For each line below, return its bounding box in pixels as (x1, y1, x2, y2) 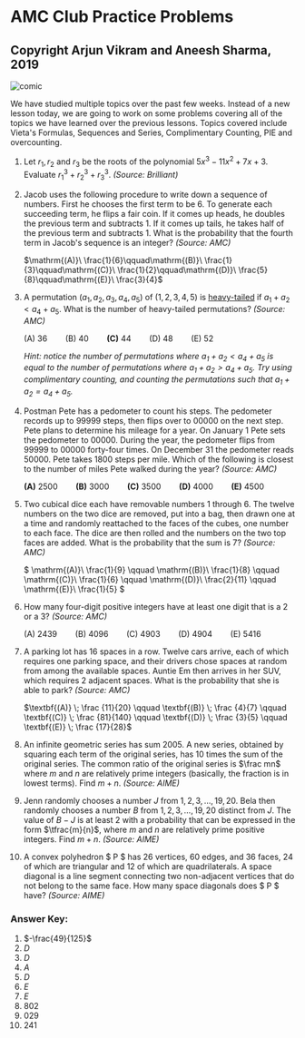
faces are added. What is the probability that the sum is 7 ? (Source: (23, 537, 276, 548)
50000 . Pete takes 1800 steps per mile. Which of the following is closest (23, 454, 294, 465)
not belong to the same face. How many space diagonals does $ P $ (23, 880, 280, 891)
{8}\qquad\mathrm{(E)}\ (23, 274, 114, 285)
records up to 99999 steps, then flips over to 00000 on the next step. (23, 415, 284, 426)
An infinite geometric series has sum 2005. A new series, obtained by (23, 739, 284, 749)
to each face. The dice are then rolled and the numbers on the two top (23, 527, 287, 538)
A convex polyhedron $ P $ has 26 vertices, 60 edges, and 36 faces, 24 (23, 851, 293, 862)
